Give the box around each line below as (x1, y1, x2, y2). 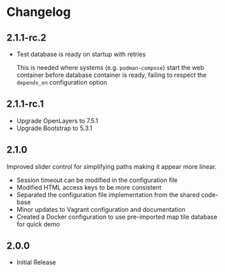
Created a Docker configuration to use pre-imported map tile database (16, 212, 218, 221)
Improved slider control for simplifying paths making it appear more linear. (6, 162, 217, 170)
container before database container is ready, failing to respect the (16, 71, 207, 79)
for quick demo (16, 219, 60, 228)
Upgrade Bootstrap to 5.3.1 (16, 124, 92, 132)
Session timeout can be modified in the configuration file (16, 176, 178, 184)
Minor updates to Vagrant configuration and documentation (16, 205, 186, 213)
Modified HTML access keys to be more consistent (16, 183, 162, 191)
